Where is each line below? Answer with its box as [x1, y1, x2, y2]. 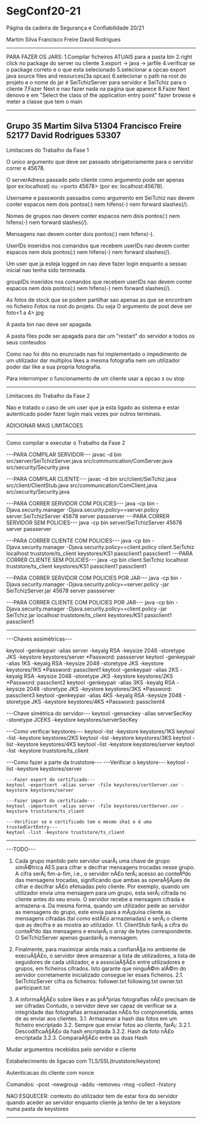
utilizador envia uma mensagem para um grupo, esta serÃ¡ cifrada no [14, 889, 186, 896]
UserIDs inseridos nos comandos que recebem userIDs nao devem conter [6, 242, 190, 249]
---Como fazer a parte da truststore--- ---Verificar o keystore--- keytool [6, 759, 186, 766]
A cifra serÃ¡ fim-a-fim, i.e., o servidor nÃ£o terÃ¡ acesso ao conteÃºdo [14, 870, 191, 877]
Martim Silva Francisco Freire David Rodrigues [6, 36, 121, 43]
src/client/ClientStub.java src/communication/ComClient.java [6, 482, 158, 489]
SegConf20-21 [6, 4, 81, 18]
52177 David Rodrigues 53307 [6, 131, 121, 141]
